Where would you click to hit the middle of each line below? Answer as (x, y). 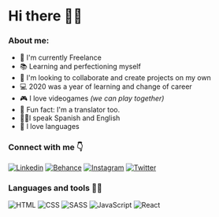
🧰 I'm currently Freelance (61, 57)
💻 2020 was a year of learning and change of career (106, 86)
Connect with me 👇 (46, 147)
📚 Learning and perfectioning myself (80, 67)
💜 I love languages (50, 127)
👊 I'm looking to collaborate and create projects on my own (115, 78)
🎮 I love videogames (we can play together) (92, 98)
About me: (29, 41)
